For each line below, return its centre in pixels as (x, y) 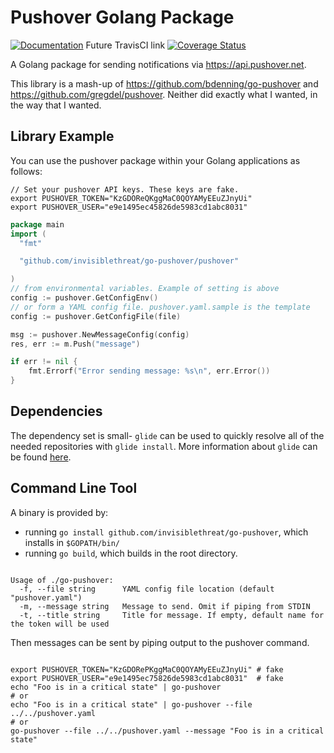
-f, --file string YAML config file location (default (147, 589)
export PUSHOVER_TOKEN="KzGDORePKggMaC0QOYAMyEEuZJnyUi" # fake (147, 669)
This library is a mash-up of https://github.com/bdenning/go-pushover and (164, 83)
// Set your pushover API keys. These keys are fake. (125, 189)
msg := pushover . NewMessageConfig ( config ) (100, 334)
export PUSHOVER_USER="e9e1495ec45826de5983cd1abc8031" (129, 207)
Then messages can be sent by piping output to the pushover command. (160, 642)
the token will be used (60, 624)
